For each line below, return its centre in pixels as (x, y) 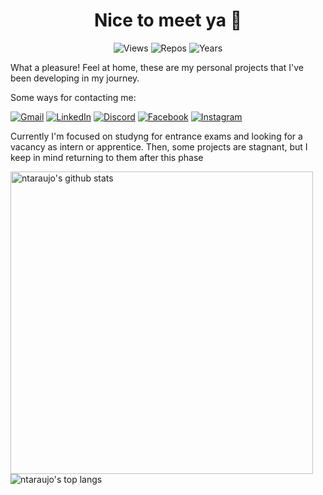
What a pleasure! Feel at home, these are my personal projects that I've (157, 67)
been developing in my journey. (75, 78)
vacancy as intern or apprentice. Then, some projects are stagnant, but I (159, 146)
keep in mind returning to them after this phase (107, 157)
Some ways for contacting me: (73, 97)
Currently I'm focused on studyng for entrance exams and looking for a (156, 136)
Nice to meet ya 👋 (168, 20)
